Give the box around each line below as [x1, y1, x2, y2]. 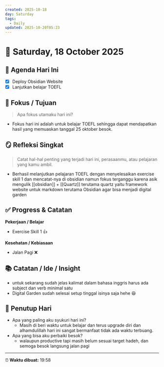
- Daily [9, 20, 25, 26]
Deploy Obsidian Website [12, 79, 63, 84]
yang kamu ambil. [17, 162, 53, 167]
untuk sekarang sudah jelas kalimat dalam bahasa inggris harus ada [12, 280, 149, 285]
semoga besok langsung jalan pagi [19, 343, 90, 349]
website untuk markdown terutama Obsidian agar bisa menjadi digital [12, 186, 151, 192]
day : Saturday [5, 12, 34, 17]
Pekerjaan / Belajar [5, 219, 44, 224]
